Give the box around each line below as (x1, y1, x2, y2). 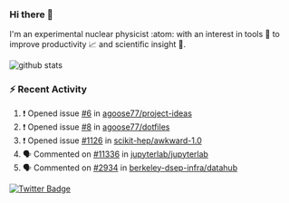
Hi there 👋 (9, 8, 54, 21)
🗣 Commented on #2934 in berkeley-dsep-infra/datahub (22, 162, 238, 173)
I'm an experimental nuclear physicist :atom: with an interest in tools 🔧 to (9, 29, 281, 40)
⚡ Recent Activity (9, 83, 88, 96)
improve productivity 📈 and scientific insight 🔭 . (9, 39, 187, 50)
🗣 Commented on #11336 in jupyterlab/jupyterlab (22, 149, 208, 159)
